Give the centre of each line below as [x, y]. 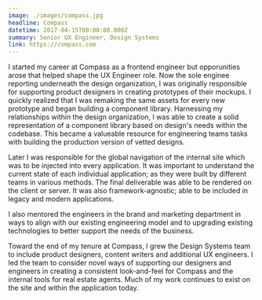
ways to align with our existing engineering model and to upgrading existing [131, 223]
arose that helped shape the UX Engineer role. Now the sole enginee [119, 75]
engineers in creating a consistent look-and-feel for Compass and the [121, 271]
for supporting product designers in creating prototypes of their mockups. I [129, 92]
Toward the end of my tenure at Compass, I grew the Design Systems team [129, 246]
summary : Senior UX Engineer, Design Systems [84, 37]
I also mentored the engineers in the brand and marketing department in [125, 214]
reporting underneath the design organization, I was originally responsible [127, 84]
